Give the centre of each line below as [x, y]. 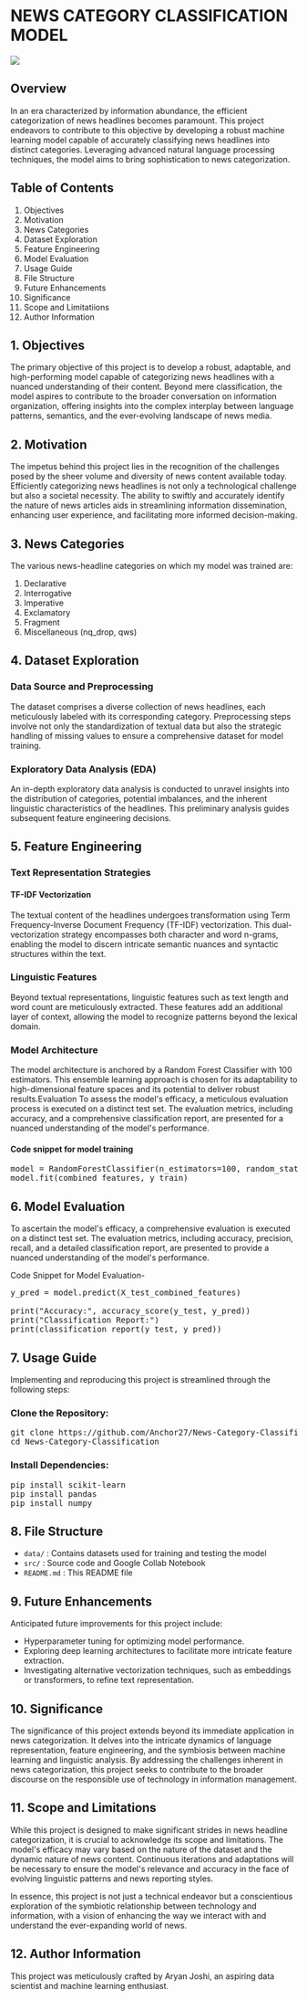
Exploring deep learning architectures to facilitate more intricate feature [158, 1651]
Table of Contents [62, 188]
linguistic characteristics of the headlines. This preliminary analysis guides [150, 808]
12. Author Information [76, 1954]
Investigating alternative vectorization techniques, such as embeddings [157, 1670]
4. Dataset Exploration [75, 661]
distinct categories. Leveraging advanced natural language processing [143, 149]
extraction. [44, 1661]
